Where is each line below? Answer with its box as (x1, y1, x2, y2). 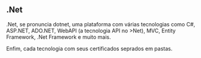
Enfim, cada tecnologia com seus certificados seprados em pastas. (6, 45, 173, 52)
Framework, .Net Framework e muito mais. (6, 33, 111, 41)
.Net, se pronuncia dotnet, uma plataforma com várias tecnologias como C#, (6, 20, 196, 28)
